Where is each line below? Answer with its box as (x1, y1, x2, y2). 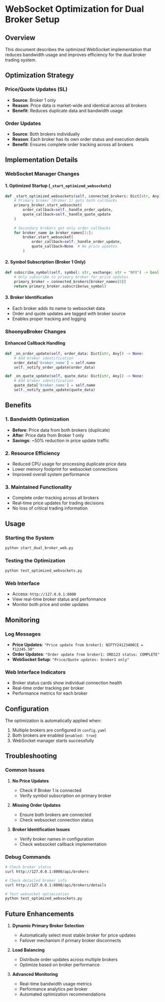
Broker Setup (5, 14, 60, 25)
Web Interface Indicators (5, 668, 66, 675)
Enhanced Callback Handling (5, 340, 65, 346)
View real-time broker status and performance (12, 596, 107, 602)
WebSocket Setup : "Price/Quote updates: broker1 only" (12, 656, 130, 662)
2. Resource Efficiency (5, 450, 60, 456)
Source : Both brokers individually (12, 131, 80, 137)
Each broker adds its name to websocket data (12, 305, 105, 311)
